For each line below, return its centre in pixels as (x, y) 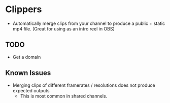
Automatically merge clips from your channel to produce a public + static (89, 23)
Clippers (24, 9)
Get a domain (27, 57)
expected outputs (31, 90)
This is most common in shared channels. (64, 96)
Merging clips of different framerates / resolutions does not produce (84, 85)
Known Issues (28, 73)
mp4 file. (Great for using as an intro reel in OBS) (64, 28)
